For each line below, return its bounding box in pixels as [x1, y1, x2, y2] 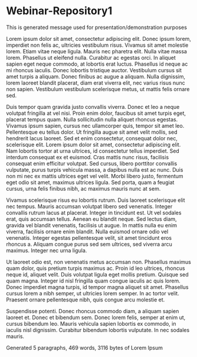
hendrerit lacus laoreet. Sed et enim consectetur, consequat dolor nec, [6, 134, 178, 141]
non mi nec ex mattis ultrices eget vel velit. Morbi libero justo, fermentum [6, 172, 184, 179]
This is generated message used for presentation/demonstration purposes [6, 24, 188, 31]
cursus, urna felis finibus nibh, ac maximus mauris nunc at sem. [6, 185, 161, 192]
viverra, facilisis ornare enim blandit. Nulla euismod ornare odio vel [6, 228, 169, 235]
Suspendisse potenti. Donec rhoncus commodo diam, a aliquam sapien [6, 307, 179, 314]
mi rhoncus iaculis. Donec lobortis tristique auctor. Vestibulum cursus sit [6, 66, 182, 73]
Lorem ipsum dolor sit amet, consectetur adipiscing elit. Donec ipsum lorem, [6, 35, 192, 42]
